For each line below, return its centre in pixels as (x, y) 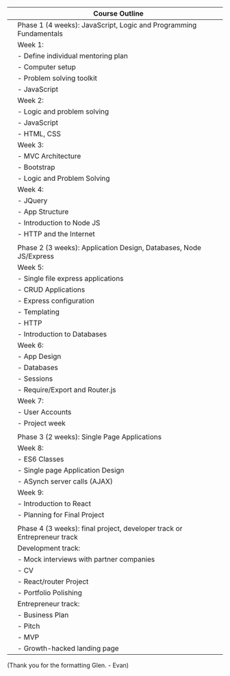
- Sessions (35, 378)
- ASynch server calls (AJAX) (65, 481)
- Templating (39, 312)
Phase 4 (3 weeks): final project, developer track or (100, 528)
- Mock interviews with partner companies (86, 559)
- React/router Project (53, 581)
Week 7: (31, 401)
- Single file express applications (71, 278)
